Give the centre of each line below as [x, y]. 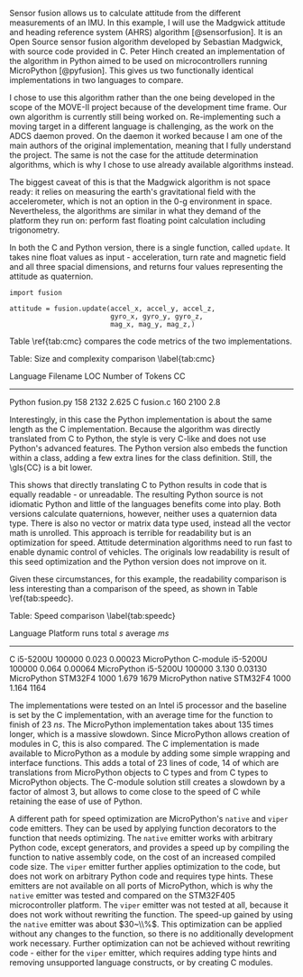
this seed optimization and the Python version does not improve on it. [138, 562]
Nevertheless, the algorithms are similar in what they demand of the [135, 211]
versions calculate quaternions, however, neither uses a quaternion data [143, 514]
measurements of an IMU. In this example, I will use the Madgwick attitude [147, 23]
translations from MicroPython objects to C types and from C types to [139, 772]
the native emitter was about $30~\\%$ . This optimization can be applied [146, 924]
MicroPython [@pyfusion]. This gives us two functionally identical [132, 70]
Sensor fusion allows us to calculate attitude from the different [125, 13]
